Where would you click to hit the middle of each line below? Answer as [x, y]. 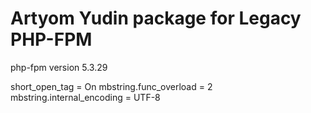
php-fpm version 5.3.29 [59, 67]
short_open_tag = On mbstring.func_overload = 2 [111, 86]
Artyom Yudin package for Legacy [156, 18]
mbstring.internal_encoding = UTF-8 [85, 97]
